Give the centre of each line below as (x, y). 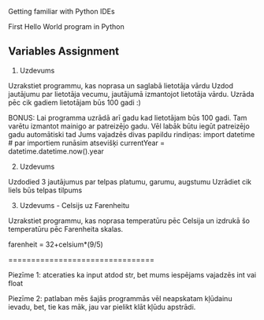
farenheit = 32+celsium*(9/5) (56, 244)
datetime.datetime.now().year (56, 151)
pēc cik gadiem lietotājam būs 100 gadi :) (75, 102)
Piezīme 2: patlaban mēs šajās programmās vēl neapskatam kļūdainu (120, 298)
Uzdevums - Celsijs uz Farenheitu (74, 205)
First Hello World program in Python (66, 26)
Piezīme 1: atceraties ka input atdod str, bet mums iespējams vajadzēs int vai (132, 274)
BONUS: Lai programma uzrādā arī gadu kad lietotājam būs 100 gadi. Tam (128, 117)
